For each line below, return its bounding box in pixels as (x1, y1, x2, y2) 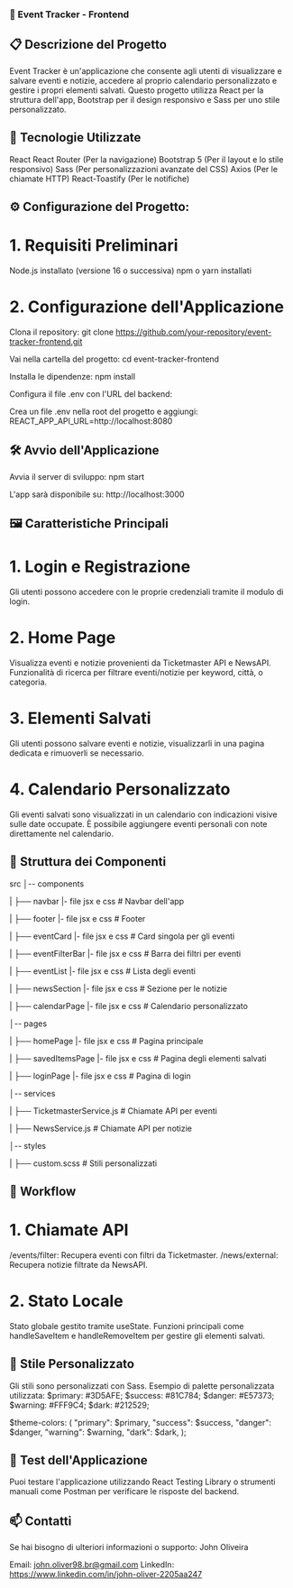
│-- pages (9, 1018, 48, 1029)
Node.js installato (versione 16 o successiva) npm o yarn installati (9, 265, 252, 276)
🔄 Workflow (9, 1183, 77, 1198)
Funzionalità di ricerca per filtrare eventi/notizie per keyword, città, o (9, 666, 263, 677)
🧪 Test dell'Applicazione (9, 1453, 149, 1468)
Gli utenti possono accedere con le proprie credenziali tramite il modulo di (9, 586, 284, 597)
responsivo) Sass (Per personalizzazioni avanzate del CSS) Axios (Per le (9, 163, 278, 174)
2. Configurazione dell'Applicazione (9, 297, 285, 317)
